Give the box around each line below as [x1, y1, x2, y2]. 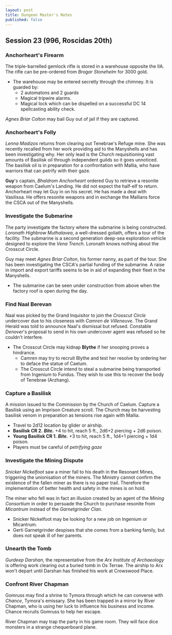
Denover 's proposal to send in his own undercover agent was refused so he [5, 329, 166, 335]
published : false [5, 17, 43, 22]
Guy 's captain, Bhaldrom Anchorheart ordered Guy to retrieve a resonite [5, 178, 159, 184]
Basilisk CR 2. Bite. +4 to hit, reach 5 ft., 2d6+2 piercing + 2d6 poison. [12, 428, 163, 434]
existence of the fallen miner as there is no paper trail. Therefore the [5, 479, 150, 486]
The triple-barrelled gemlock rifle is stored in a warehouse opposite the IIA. [5, 63, 164, 69]
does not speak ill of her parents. [12, 532, 83, 538]
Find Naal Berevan [5, 300, 52, 307]
